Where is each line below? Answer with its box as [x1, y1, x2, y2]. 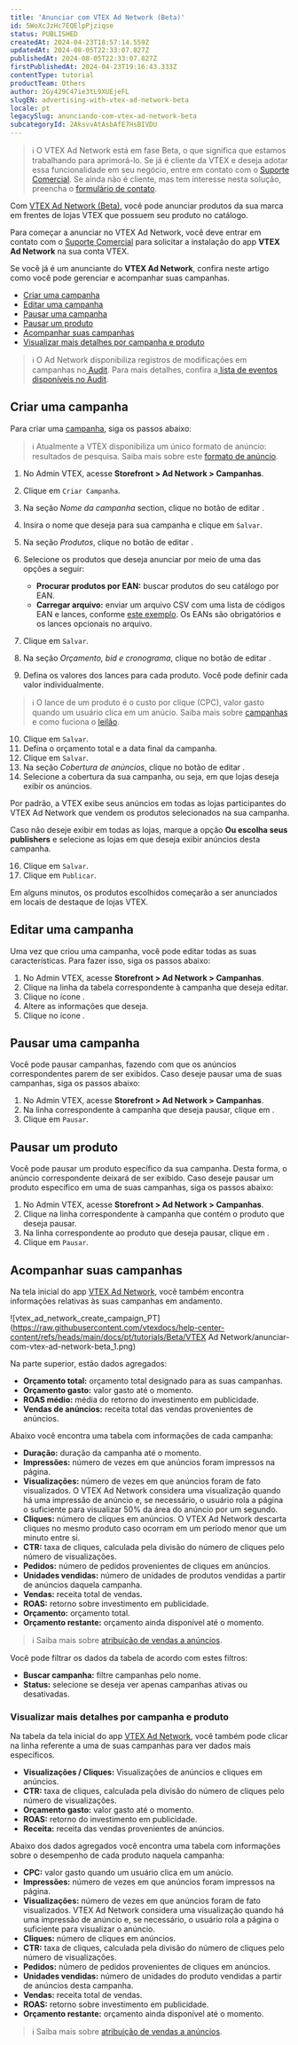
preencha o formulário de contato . [31, 184, 158, 193]
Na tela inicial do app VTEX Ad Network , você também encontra [10, 1287, 245, 1297]
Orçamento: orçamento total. [22, 1608, 131, 1618]
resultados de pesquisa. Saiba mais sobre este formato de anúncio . [31, 451, 278, 461]
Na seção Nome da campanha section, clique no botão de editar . [22, 502, 265, 513]
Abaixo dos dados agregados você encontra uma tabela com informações [10, 1841, 281, 1852]
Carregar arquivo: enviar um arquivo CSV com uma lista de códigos [35, 599, 286, 610]
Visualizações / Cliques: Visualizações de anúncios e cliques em [22, 1767, 263, 1778]
